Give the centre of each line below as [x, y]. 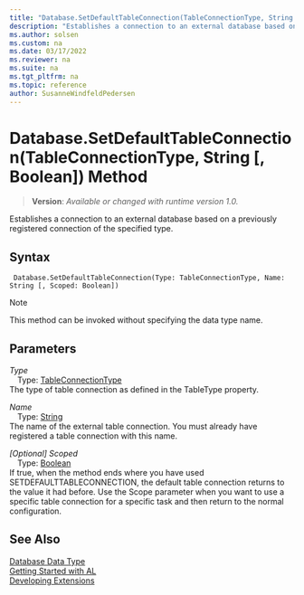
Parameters [43, 349]
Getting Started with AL [53, 571]
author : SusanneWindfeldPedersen [72, 93]
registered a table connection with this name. [94, 436]
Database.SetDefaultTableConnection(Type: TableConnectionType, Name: [149, 278]
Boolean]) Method [79, 176]
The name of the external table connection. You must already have [133, 427]
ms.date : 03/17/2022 [48, 52]
